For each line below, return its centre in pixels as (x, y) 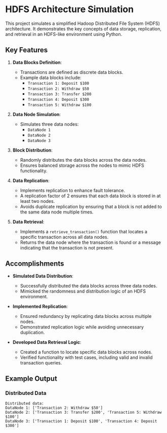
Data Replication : (31, 181)
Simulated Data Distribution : (43, 276)
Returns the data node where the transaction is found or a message (90, 242)
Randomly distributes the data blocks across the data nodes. (83, 160)
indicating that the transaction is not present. (67, 247)
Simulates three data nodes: (49, 124)
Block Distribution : (33, 150)
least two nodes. (37, 201)
